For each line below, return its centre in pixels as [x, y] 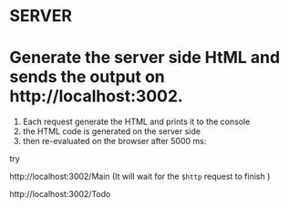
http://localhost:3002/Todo [60, 194]
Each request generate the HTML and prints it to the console [136, 122]
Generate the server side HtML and [145, 58]
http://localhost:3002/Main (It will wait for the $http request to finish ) [140, 177]
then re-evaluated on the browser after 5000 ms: [114, 141]
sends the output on [88, 77]
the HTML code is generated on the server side [111, 131]
